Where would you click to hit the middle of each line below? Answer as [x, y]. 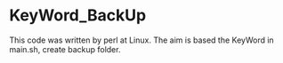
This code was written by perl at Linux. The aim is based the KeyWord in [141, 40]
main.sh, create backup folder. [65, 49]
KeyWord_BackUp [78, 16]
